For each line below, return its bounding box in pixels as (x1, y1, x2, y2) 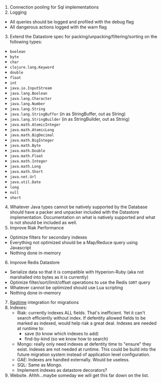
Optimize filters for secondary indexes (9, 234, 87, 240)
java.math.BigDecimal (9, 133, 54, 137)
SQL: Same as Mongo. (17, 362, 62, 368)
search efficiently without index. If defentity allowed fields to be (17, 315, 146, 321)
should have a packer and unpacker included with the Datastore (9, 209, 139, 215)
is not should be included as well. (9, 219, 78, 225)
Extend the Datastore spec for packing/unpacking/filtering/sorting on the (9, 34, 158, 39)
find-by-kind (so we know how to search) (24, 336, 108, 342)
